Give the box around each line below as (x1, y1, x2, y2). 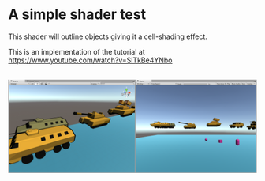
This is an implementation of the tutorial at (8, 47, 145, 56)
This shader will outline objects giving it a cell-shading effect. (8, 32, 207, 41)
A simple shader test (8, 6, 147, 24)
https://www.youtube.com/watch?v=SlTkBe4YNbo (8, 55, 173, 65)
